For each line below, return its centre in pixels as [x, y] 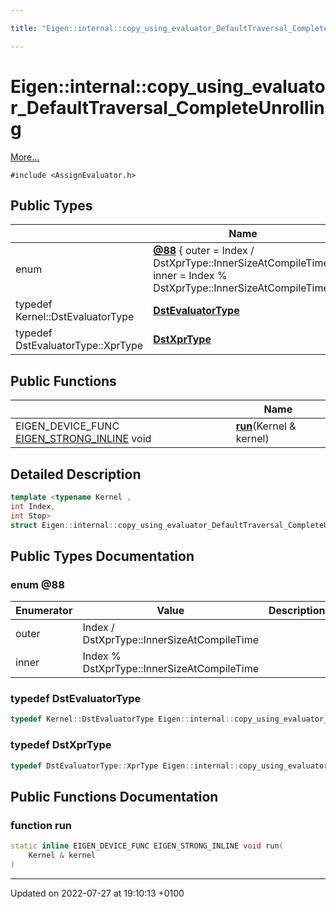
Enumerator [44, 611]
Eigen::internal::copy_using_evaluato [168, 86]
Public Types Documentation [102, 556]
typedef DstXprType [61, 745]
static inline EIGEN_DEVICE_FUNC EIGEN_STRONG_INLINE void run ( [147, 846]
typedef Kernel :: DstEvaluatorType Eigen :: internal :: [122, 719]
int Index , [33, 506]
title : [24, 28]
